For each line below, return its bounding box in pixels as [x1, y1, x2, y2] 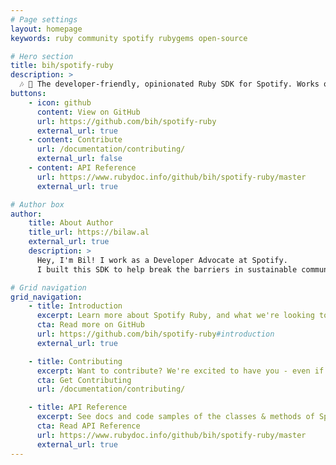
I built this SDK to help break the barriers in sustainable [36, 264, 298, 275]
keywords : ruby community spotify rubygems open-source [10, 33, 248, 43]
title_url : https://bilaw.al [28, 227, 150, 238]
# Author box [10, 199, 65, 210]
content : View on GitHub [36, 107, 141, 117]
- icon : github [28, 97, 92, 108]
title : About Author [28, 218, 114, 228]
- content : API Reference [28, 163, 137, 173]
